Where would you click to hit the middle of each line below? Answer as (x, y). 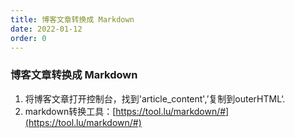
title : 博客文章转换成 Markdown (72, 19)
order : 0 (28, 38)
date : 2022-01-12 (46, 29)
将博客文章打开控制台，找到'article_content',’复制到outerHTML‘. (155, 98)
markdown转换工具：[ (70, 111)
